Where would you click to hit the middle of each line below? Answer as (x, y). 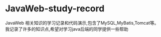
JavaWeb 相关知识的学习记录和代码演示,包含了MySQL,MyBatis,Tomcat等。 (82, 23)
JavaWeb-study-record (55, 9)
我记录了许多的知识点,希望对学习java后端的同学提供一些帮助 (67, 29)
